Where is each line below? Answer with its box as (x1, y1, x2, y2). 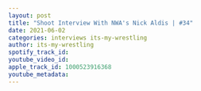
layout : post (8, 11, 52, 20)
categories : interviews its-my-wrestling (8, 33, 148, 42)
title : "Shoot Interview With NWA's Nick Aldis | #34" (8, 19, 194, 27)
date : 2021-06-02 (8, 26, 66, 34)
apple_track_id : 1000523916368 (8, 63, 112, 71)
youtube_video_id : (8, 56, 69, 64)
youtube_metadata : (8, 70, 69, 78)
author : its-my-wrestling (8, 41, 94, 49)
